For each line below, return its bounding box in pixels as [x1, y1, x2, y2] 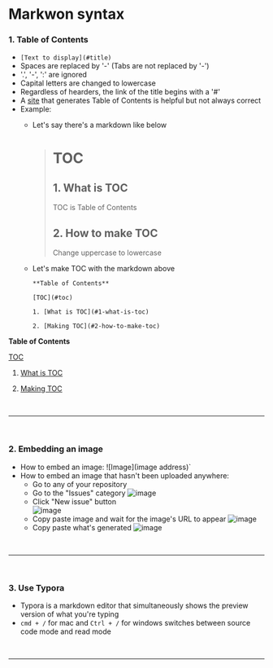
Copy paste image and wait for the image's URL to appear [32, 514, 227, 524]
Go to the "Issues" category [32, 488, 126, 498]
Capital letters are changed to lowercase [19, 78, 156, 88]
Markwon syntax [8, 5, 124, 24]
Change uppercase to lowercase [52, 248, 162, 257]
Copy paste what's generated [32, 522, 132, 532]
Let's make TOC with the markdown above [32, 264, 175, 274]
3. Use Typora [8, 582, 65, 593]
